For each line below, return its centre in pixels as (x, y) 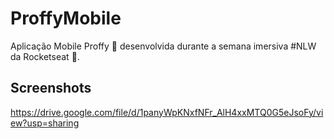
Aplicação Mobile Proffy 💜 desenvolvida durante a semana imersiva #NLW (163, 46)
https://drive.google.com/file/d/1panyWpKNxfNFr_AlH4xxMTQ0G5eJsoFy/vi (167, 112)
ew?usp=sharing (45, 123)
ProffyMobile (66, 18)
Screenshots (51, 88)
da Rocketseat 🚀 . (45, 56)
